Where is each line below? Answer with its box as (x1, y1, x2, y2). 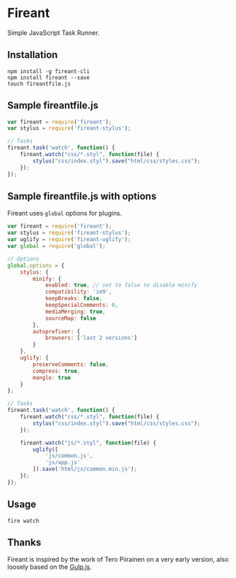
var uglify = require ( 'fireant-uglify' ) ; (7, 236, 131, 243)
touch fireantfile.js (7, 80, 71, 87)
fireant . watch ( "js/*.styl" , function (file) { (20, 439, 157, 446)
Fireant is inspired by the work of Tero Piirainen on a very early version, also (7, 555, 229, 564)
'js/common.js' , (45, 452, 93, 460)
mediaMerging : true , (45, 308, 106, 315)
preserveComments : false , (33, 360, 110, 368)
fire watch (7, 517, 40, 524)
